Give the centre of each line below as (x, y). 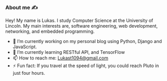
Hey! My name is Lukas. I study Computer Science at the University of (79, 21)
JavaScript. (25, 47)
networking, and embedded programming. (50, 31)
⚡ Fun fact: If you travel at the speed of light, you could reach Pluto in (86, 66)
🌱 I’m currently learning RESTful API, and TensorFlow (69, 52)
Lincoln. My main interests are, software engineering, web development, (81, 26)
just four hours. (29, 73)
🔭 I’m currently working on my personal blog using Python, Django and (87, 42)
